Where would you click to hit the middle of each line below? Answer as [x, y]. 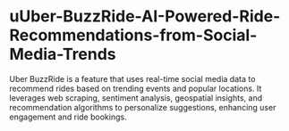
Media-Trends [63, 54]
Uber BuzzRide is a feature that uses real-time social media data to [132, 78]
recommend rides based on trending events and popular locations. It [136, 88]
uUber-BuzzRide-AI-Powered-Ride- [145, 16]
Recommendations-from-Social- [133, 35]
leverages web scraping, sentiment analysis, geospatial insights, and [136, 98]
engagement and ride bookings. [68, 117]
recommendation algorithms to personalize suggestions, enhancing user [143, 107]
